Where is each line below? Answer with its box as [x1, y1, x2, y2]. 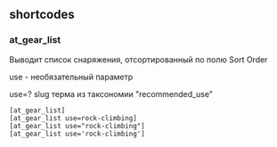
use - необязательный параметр [9, 71, 134, 82]
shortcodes [9, 7, 75, 22]
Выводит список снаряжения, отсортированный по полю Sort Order [9, 53, 268, 65]
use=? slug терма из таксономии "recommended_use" [9, 88, 214, 99]
